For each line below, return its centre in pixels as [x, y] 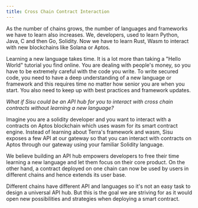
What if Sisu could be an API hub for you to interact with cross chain [90, 102]
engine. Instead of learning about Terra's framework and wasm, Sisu [90, 132]
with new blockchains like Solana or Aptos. [58, 47]
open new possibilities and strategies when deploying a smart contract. [93, 199]
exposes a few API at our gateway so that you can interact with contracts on [99, 138]
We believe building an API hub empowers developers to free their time [92, 156]
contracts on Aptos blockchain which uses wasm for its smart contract [92, 125]
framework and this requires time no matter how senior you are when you [95, 84]
